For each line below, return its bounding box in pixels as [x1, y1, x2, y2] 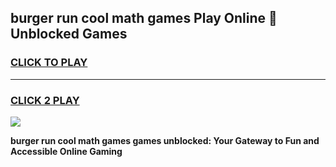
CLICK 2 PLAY [10, 93, 80, 107]
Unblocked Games [10, 26, 128, 43]
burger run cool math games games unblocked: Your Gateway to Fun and [10, 134, 320, 146]
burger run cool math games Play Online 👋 [10, 10, 278, 27]
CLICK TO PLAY [10, 56, 88, 70]
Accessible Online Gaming [10, 145, 123, 157]
